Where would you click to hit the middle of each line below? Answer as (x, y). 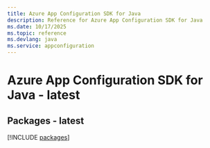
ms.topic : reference (37, 33)
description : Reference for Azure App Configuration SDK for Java (105, 20)
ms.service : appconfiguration (51, 46)
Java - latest (44, 95)
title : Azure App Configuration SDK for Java (74, 14)
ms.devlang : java (32, 40)
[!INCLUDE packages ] (38, 137)
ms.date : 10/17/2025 (37, 26)
